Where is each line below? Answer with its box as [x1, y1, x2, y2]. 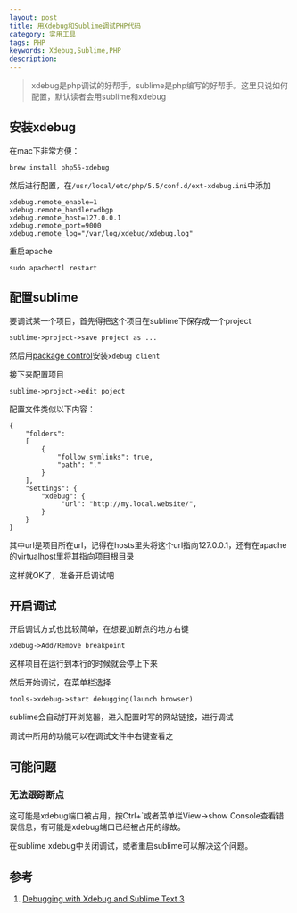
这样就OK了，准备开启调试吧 [9, 569, 115, 580]
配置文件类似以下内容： [9, 403, 95, 414]
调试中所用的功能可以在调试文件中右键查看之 [9, 731, 174, 742]
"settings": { [25, 484, 78, 493]
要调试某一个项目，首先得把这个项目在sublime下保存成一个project [9, 315, 252, 326]
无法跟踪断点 [9, 788, 65, 801]
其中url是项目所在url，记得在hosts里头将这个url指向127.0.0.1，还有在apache [9, 539, 287, 550]
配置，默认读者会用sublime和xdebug [30, 91, 167, 102]
